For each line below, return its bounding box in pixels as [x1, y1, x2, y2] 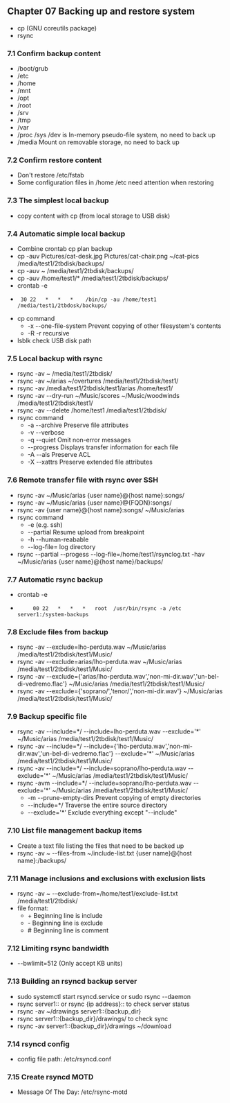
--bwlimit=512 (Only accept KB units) [17, 959, 123, 968]
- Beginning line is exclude [27, 919, 104, 928]
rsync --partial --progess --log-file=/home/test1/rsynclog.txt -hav [17, 550, 205, 558]
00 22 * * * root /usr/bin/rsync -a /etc [32, 605, 182, 612]
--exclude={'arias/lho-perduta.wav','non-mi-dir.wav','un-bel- [46, 672, 220, 681]
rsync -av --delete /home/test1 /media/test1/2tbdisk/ [17, 406, 167, 415]
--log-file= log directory [27, 542, 96, 550]
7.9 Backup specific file [7, 712, 88, 722]
